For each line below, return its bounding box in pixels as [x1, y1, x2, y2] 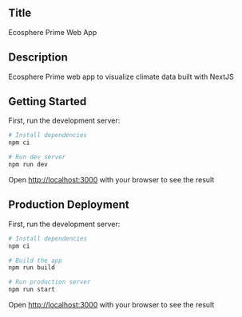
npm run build [8, 264, 56, 272]
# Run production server [8, 278, 91, 286]
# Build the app [8, 256, 62, 264]
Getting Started [8, 95, 87, 108]
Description [8, 51, 68, 65]
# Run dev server [8, 153, 66, 162]
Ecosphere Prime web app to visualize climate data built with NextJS [8, 72, 234, 81]
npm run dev [8, 161, 48, 169]
